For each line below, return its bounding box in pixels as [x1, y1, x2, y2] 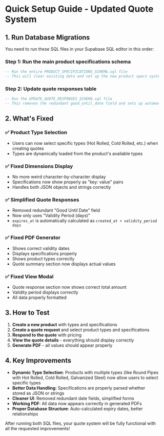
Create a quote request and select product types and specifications [12, 327, 150, 333]
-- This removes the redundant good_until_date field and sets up [5, 101, 143, 106]
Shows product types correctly [12, 256, 75, 261]
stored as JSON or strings [12, 390, 64, 396]
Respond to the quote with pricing [12, 332, 82, 337]
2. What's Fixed [5, 115, 54, 123]
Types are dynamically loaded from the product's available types [12, 150, 143, 157]
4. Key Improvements [5, 357, 72, 365]
